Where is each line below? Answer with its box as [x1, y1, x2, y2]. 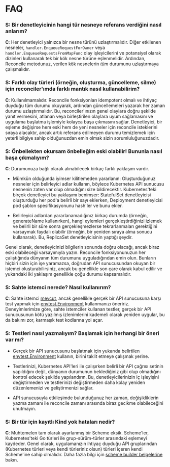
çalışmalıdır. [5, 66, 30, 72]
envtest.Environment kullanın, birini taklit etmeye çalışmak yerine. [12, 353, 150, 359]
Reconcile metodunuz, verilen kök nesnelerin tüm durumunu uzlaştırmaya [5, 61, 159, 67]
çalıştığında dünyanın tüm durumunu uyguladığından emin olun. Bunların [5, 255, 156, 261]
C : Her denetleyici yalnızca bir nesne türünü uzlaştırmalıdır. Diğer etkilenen [5, 39, 161, 45]
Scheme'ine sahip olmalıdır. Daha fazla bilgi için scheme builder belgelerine [5, 451, 163, 457]
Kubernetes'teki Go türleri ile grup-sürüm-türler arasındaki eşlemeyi [5, 435, 147, 441]
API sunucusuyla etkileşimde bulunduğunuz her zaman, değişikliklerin [12, 395, 159, 401]
